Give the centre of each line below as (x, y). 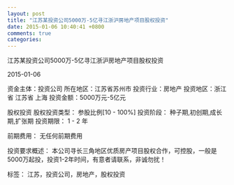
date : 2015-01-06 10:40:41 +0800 (56, 27)
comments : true (29, 33)
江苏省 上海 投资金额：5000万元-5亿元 (71, 98)
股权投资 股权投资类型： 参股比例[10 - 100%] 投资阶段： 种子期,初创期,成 (112, 112)
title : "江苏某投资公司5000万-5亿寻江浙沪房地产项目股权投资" (88, 20)
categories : (24, 40)
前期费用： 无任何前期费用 (45, 136)
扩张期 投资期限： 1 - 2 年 (52, 121)
